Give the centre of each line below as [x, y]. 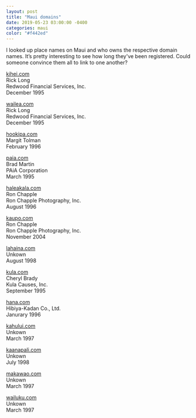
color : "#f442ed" [27, 33]
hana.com [18, 302]
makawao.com [24, 374]
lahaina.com [21, 248]
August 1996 [21, 207]
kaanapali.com [24, 350]
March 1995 [20, 177]
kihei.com [18, 74]
